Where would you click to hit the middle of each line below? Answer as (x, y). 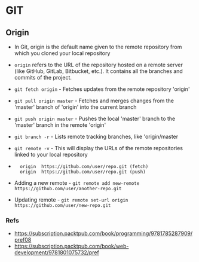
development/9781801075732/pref (56, 252)
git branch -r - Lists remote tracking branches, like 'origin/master (96, 136)
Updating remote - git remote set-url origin (71, 200)
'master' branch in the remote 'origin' (60, 125)
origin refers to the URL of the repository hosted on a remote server (99, 65)
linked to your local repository (51, 154)
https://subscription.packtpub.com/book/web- (71, 246)
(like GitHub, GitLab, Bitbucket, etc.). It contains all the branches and (98, 71)
